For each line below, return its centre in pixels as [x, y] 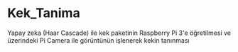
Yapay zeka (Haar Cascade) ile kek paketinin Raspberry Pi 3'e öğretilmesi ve [119, 33]
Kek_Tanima [44, 13]
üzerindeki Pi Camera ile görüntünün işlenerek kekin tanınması [98, 40]
